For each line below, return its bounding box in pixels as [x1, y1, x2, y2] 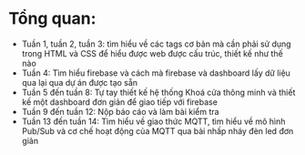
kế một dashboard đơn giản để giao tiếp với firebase [21, 96, 218, 108]
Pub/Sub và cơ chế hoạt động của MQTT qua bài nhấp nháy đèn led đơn [21, 125, 294, 136]
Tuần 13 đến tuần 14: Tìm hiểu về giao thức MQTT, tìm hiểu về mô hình [21, 116, 286, 127]
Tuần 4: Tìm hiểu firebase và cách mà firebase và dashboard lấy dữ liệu [21, 67, 290, 78]
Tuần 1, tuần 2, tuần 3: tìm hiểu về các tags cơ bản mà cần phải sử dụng [21, 38, 292, 49]
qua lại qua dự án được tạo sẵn [21, 77, 138, 88]
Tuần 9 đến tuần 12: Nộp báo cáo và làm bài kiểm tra [21, 106, 219, 117]
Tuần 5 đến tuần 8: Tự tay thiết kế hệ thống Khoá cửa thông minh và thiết [21, 87, 296, 98]
